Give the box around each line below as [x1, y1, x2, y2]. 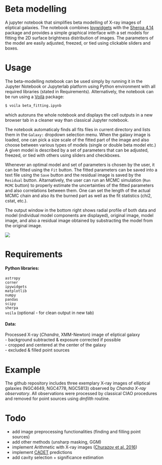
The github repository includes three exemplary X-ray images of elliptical [5, 380, 150, 386]
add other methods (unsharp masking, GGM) [12, 439, 102, 445]
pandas [5, 297, 18, 302]
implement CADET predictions [12, 449, 73, 455]
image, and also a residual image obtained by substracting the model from [5, 217, 153, 223]
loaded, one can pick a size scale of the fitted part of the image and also [5, 137, 149, 143]
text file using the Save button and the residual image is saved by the [5, 172, 141, 178]
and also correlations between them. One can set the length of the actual [5, 187, 151, 193]
